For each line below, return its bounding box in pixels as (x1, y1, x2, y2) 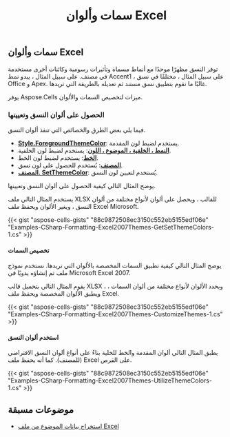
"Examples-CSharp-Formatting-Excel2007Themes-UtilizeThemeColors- (8, 376, 213, 385)
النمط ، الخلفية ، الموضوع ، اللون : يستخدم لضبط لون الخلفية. (17, 146, 171, 154)
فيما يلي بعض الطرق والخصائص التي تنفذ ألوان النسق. (8, 125, 146, 134)
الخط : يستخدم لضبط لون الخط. (17, 153, 98, 162)
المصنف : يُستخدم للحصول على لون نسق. (17, 161, 123, 169)
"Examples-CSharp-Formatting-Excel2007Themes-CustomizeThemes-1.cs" (8, 310, 223, 318)
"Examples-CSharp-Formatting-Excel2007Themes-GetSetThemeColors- (8, 223, 214, 231)
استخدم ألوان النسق (8, 333, 59, 341)
